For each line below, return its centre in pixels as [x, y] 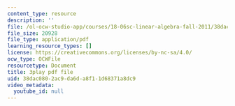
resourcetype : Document [42, 66]
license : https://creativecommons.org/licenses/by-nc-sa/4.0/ [100, 53]
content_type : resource [42, 14]
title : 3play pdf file [40, 72]
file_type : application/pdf [48, 40]
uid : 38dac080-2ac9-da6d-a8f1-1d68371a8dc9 [72, 78]
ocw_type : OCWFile [34, 59]
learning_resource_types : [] [50, 46]
